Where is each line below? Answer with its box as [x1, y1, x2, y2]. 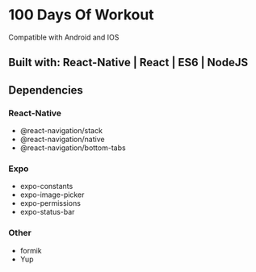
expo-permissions [19, 199, 81, 208]
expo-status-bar [19, 207, 75, 217]
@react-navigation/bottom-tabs [19, 143, 127, 153]
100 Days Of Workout [8, 6, 155, 24]
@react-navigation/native [19, 135, 105, 144]
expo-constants [19, 182, 73, 191]
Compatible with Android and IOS [8, 32, 120, 42]
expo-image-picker [19, 190, 85, 199]
